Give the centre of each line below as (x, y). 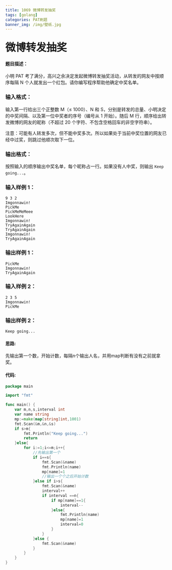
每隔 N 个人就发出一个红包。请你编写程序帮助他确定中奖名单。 (76, 82)
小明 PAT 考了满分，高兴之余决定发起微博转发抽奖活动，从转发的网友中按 (82, 76)
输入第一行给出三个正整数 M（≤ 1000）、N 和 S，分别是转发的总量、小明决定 (86, 109)
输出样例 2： (21, 320)
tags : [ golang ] (21, 15)
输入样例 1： (20, 187)
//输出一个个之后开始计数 (65, 476)
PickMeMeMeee (19, 212)
